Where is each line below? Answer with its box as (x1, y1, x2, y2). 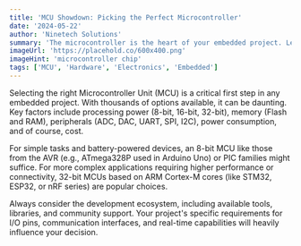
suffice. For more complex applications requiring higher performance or (9, 162, 274, 173)
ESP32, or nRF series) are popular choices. (9, 181, 168, 191)
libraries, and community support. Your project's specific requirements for (9, 208, 283, 218)
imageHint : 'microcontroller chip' (9, 55, 142, 64)
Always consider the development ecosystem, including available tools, (9, 198, 273, 208)
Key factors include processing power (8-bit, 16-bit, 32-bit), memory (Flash (9, 106, 288, 117)
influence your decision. (9, 226, 99, 237)
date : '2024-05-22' (9, 21, 82, 30)
